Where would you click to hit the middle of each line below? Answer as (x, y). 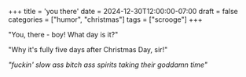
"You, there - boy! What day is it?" (63, 35)
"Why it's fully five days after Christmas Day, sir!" (88, 49)
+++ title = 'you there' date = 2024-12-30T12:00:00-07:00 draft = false (123, 11)
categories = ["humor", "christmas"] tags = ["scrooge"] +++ (105, 19)
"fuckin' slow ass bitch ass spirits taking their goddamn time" (108, 65)
